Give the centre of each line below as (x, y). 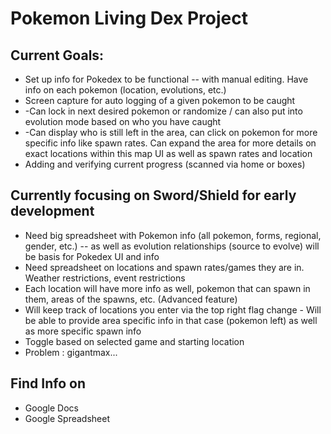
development (52, 211)
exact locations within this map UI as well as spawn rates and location (168, 153)
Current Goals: (57, 55)
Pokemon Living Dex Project (129, 18)
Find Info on (48, 383)
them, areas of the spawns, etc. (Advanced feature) (131, 299)
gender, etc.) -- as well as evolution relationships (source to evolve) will (172, 246)
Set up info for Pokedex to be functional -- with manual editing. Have (166, 79)
